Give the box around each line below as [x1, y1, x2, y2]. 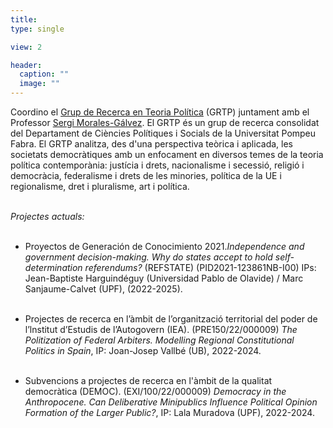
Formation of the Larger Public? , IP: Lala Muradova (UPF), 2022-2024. [24, 407, 315, 418]
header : [10, 60, 43, 70]
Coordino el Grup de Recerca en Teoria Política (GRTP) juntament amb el [10, 106, 310, 118]
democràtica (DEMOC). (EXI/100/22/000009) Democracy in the [24, 386, 287, 397]
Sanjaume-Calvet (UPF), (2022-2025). [24, 283, 183, 295]
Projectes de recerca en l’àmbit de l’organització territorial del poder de [24, 313, 318, 325]
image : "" [19, 79, 60, 89]
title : [10, 14, 38, 25]
